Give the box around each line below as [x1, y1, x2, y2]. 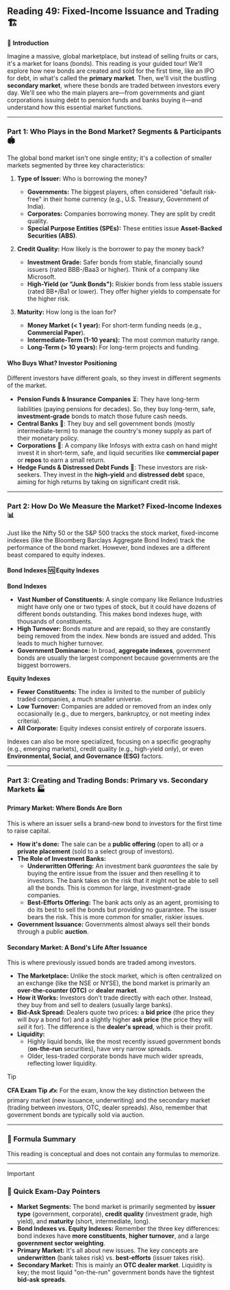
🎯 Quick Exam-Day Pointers [7, 1187, 101, 1197]
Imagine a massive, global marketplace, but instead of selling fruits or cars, [7, 51, 219, 60]
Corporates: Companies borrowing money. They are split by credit [27, 209, 216, 218]
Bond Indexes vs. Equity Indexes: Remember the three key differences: [16, 1224, 220, 1232]
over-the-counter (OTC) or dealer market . [16, 987, 139, 995]
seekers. [16, 470, 42, 479]
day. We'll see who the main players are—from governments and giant [7, 89, 205, 97]
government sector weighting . [16, 1239, 106, 1247]
